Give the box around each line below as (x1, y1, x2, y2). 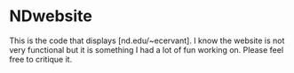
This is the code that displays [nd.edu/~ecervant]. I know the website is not (9, 35, 285, 46)
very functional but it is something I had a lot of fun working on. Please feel (9, 44, 284, 55)
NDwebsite (9, 6, 93, 26)
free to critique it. (9, 54, 73, 64)
